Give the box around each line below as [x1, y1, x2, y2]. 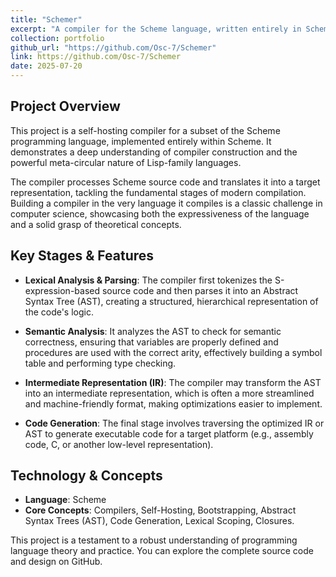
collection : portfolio [10, 33, 105, 43]
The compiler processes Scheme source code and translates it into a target [10, 176, 321, 188]
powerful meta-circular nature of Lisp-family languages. [10, 156, 242, 168]
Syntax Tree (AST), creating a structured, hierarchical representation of [24, 295, 319, 307]
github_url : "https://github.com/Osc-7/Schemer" [10, 42, 217, 53]
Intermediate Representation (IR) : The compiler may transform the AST [24, 376, 322, 388]
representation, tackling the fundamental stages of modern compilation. [10, 186, 307, 198]
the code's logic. [24, 306, 94, 318]
